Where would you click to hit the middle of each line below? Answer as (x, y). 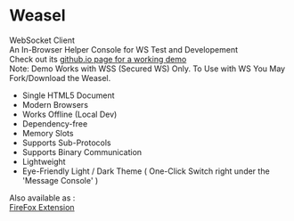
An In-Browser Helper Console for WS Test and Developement (124, 49)
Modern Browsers (55, 104)
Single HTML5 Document (68, 95)
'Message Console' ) (60, 180)
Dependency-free (55, 123)
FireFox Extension (42, 207)
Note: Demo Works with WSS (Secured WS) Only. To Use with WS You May (147, 69)
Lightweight (44, 161)
